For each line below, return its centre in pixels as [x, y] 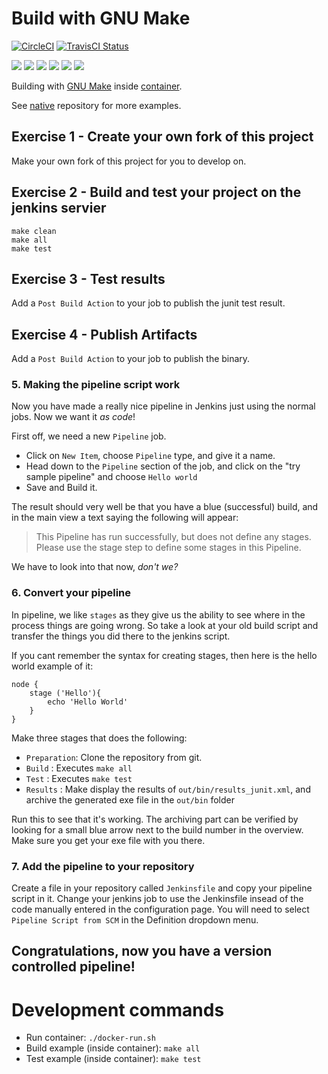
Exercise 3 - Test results [88, 278]
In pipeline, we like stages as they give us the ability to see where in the [158, 614]
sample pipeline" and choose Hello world [111, 477]
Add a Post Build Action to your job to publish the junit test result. [148, 303]
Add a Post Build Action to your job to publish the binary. [131, 359]
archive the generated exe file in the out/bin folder [130, 799]
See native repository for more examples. [96, 105]
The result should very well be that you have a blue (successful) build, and [165, 507]
